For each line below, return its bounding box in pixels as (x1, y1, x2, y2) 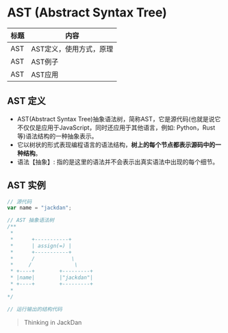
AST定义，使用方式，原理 (31, 44, 114, 53)
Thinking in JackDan (23, 318, 82, 326)
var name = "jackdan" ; (7, 204, 72, 212)
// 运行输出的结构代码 (7, 306, 63, 312)
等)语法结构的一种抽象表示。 (16, 132, 98, 140)
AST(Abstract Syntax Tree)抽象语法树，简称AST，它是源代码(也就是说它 (16, 114, 221, 123)
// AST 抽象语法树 (7, 217, 55, 224)
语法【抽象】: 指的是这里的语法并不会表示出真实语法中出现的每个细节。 (16, 158, 219, 166)
